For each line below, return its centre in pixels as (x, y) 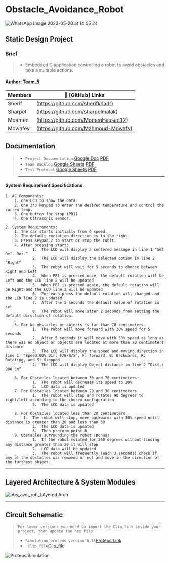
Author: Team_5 (22, 82)
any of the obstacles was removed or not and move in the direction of (82, 457)
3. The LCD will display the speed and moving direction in (98, 351)
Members (20, 95)
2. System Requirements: (31, 227)
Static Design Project (39, 39)
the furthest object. (28, 462)
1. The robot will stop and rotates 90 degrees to (88, 395)
